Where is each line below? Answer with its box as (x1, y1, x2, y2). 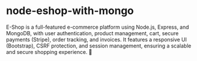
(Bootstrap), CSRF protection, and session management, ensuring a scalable (6, 42, 192, 49)
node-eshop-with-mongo (6, 4, 134, 18)
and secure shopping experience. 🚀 (6, 48, 92, 55)
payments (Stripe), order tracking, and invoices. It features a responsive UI (6, 36, 187, 43)
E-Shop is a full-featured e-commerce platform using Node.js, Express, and (6, 23, 189, 30)
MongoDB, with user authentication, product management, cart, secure (6, 29, 179, 36)
